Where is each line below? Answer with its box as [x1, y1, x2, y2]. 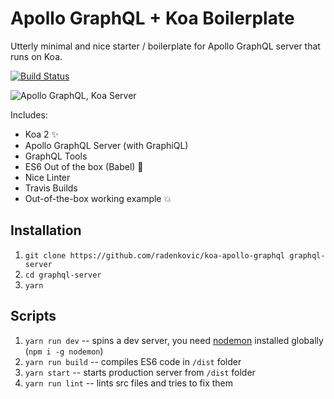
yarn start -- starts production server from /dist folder [24, 366, 256, 378]
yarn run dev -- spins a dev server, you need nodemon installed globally [24, 334, 324, 346]
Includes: [10, 108, 48, 121]
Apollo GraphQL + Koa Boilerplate [10, 7, 295, 30]
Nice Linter [24, 171, 71, 183]
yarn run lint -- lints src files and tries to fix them [24, 377, 233, 389]
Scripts [10, 308, 57, 325]
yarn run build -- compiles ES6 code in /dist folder [24, 355, 242, 367]
